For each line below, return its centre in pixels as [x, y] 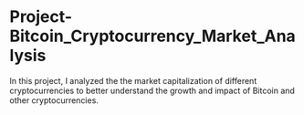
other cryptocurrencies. [54, 100]
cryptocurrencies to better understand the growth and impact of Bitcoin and [152, 90]
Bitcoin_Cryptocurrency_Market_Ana [153, 36]
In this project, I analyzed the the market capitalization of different [133, 80]
